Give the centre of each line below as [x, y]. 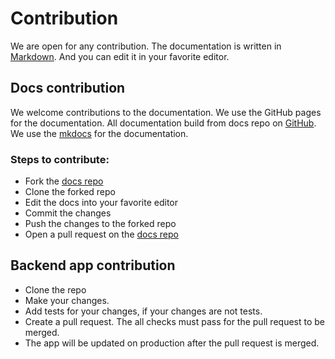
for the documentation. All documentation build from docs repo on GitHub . [163, 123]
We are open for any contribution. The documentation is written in [146, 46]
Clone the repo [55, 289]
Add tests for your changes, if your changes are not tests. [143, 311]
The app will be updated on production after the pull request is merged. [172, 343]
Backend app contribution [93, 265]
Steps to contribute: [60, 159]
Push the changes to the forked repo [100, 224]
